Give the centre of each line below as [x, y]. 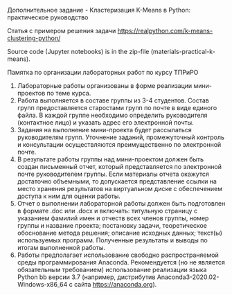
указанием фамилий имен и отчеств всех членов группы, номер [113, 218]
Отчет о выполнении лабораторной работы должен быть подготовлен [121, 203]
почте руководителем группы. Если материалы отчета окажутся [113, 174]
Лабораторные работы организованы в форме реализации [105, 86]
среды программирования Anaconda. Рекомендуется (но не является [121, 262]
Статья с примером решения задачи [62, 31]
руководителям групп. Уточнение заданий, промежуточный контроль [121, 137]
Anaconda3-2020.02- [188, 277]
